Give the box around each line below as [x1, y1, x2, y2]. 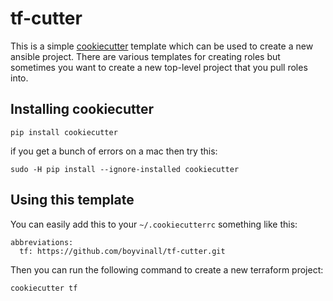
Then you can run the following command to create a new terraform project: [10, 263, 324, 276]
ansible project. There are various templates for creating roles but [10, 50, 281, 62]
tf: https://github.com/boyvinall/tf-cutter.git [19, 246, 226, 256]
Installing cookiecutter [10, 101, 155, 118]
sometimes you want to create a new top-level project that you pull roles [10, 61, 308, 73]
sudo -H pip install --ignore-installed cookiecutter [10, 164, 240, 174]
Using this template [10, 192, 135, 209]
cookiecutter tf [10, 283, 78, 293]
